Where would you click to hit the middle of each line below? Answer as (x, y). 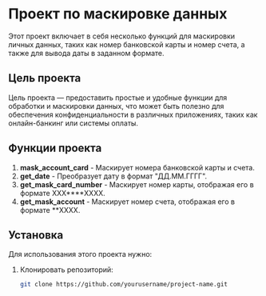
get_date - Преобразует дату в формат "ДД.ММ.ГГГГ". (113, 176)
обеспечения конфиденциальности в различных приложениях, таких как (133, 114)
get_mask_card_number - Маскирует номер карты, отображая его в (137, 184)
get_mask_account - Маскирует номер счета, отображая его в (127, 202)
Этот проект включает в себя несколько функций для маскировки (122, 36)
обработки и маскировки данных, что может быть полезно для (116, 106)
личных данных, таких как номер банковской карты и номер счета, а (127, 44)
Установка (36, 235)
